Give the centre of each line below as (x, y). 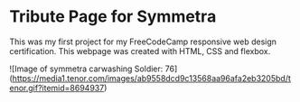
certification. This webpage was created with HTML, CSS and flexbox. (140, 51)
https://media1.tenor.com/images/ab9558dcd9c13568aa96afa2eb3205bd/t (152, 78)
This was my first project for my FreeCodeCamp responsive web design (143, 42)
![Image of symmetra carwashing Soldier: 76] (94, 69)
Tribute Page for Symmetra (113, 17)
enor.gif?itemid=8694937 (57, 88)
